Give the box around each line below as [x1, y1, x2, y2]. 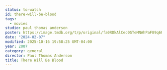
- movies [9, 21, 28, 26]
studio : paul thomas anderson [5, 26, 68, 31]
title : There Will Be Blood [5, 58, 64, 63]
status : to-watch [5, 7, 41, 12]
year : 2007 [5, 44, 28, 49]
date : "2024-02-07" [5, 35, 46, 40]
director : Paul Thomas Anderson [5, 53, 72, 58]
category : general [5, 48, 43, 53]
